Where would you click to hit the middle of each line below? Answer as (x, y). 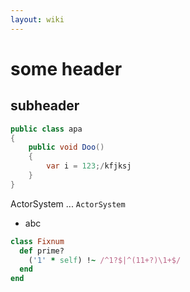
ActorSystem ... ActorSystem (68, 203)
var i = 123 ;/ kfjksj (89, 166)
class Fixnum (37, 241)
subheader (45, 106)
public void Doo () (66, 147)
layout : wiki (37, 19)
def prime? (42, 251)
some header (66, 68)
